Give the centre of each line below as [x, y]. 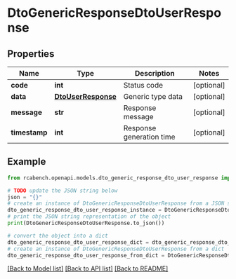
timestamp [29, 132]
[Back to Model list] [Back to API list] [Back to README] [88, 268]
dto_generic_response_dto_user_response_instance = [84, 210]
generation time [149, 137]
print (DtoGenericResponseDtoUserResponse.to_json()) [86, 223]
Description [155, 73]
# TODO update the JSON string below [63, 191]
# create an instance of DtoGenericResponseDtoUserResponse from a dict [116, 249]
